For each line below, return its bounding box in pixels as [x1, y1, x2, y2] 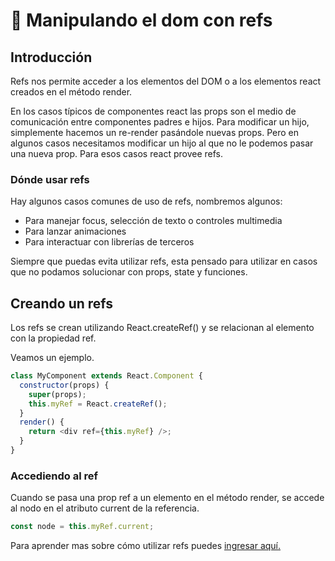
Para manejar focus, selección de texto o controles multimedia [24, 215, 283, 227]
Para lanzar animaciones [24, 225, 127, 238]
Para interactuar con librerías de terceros [24, 236, 195, 248]
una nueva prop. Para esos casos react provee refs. [10, 148, 223, 159]
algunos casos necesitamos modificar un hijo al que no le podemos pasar [10, 137, 314, 149]
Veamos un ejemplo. [10, 352, 95, 364]
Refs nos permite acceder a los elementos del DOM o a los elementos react [10, 75, 322, 87]
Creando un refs [10, 295, 114, 312]
